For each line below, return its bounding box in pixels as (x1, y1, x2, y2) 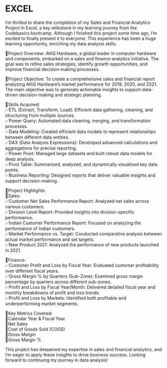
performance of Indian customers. (5, 225, 76, 231)
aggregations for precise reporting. (5, 145, 77, 151)
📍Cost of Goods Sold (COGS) (5, 326, 66, 332)
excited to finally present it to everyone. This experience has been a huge (5, 35, 156, 41)
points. (5, 167, 19, 173)
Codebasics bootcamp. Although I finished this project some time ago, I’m (5, 30, 157, 36)
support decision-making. (5, 178, 58, 184)
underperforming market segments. (5, 300, 79, 307)
